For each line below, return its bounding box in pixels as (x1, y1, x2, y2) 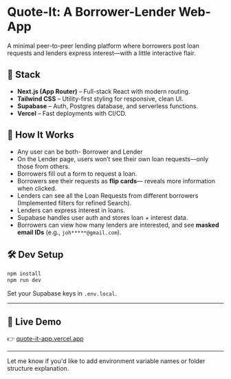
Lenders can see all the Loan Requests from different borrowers (16, 191, 199, 200)
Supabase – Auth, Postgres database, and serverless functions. (16, 101, 198, 110)
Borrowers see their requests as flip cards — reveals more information (16, 176, 215, 185)
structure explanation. (7, 364, 69, 372)
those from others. (16, 162, 70, 170)
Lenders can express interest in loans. (16, 206, 126, 214)
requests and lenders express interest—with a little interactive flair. (7, 49, 196, 57)
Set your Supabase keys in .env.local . (7, 289, 117, 298)
